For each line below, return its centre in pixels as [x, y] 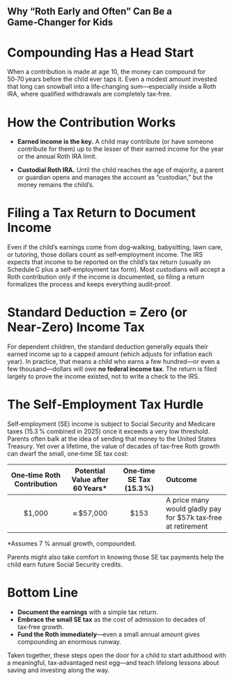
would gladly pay [194, 509]
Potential [90, 471]
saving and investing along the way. [58, 671]
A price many [188, 500]
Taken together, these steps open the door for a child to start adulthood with [117, 655]
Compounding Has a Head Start [101, 52]
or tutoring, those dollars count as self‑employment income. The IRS [105, 255]
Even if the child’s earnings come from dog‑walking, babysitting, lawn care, [115, 247]
